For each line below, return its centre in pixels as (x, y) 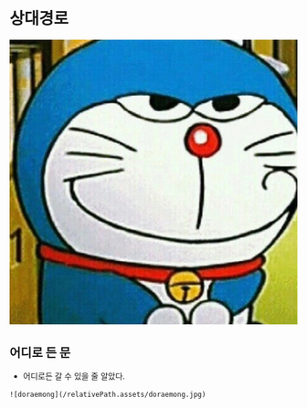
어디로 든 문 (40, 352)
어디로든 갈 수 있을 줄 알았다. (74, 376)
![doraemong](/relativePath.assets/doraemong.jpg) (108, 395)
